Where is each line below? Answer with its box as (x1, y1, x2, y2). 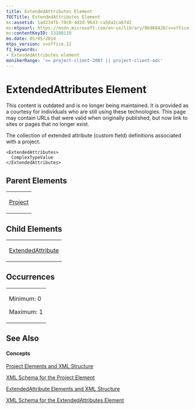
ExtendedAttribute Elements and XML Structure (6, 386, 120, 393)
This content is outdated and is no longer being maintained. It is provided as (6, 102, 189, 109)
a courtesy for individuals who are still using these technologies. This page (6, 108, 186, 115)
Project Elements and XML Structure (6, 363, 93, 370)
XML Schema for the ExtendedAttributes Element (6, 397, 124, 404)
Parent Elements (6, 176, 67, 185)
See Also (6, 334, 39, 343)
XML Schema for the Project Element (6, 374, 95, 381)
